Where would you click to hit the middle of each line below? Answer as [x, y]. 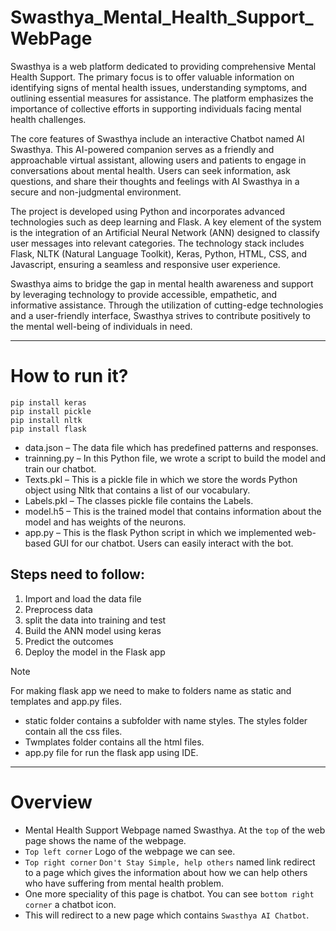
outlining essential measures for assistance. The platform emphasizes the [162, 98]
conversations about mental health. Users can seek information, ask [150, 170]
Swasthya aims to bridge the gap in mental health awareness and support [162, 283]
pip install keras [48, 402]
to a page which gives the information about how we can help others [166, 872]
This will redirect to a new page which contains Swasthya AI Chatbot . [167, 915]
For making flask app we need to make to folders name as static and [151, 690]
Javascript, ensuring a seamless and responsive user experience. [145, 264]
